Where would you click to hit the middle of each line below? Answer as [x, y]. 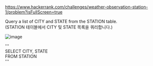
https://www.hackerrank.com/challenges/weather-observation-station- [76, 7]
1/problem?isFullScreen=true [34, 12]
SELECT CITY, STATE [26, 51]
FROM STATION [21, 56]
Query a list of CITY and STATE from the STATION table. [61, 21]
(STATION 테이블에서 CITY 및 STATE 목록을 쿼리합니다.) [59, 27]
